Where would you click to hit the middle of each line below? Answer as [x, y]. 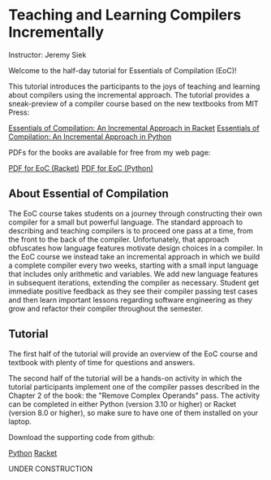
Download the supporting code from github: [82, 437]
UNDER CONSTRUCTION [51, 469]
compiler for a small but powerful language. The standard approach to [126, 222]
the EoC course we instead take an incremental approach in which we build [134, 256]
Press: [19, 112]
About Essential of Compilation [88, 194]
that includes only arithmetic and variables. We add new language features [133, 273]
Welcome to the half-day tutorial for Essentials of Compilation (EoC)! [123, 70]
